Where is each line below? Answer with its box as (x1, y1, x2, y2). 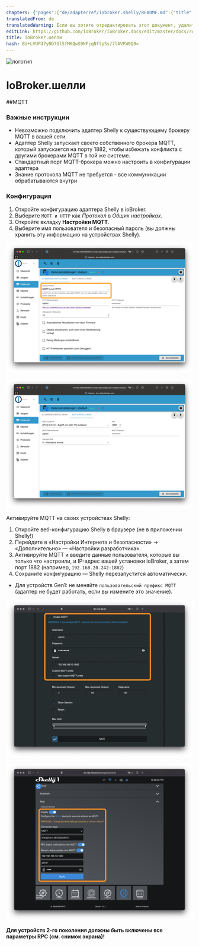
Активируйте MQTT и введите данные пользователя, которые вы (14, 551, 180, 559)
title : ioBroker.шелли (6, 34, 62, 41)
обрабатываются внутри (14, 177, 78, 184)
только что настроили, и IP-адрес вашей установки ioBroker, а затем (14, 557, 189, 565)
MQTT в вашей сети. (14, 133, 67, 140)
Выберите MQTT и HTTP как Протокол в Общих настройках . (14, 212, 163, 219)
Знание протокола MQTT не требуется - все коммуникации (14, 171, 166, 178)
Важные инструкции (6, 113, 70, 121)
